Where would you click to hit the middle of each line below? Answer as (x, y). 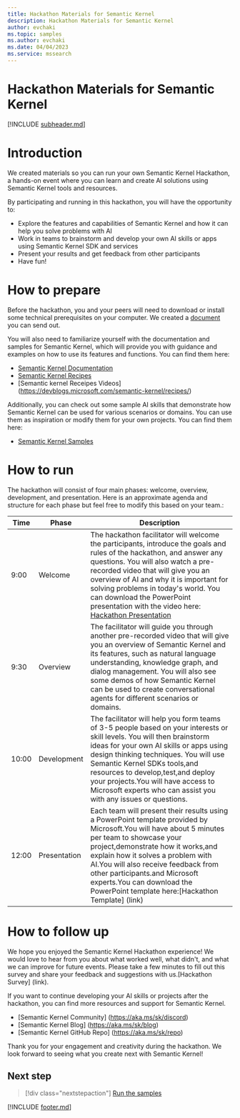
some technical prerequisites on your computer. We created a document (114, 317)
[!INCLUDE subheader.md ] (46, 124)
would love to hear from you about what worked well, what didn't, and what (118, 959)
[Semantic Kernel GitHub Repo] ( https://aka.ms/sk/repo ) (100, 1032)
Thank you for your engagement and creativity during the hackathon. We (115, 1046)
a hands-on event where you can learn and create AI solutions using (108, 180)
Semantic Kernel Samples (56, 441)
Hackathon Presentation (131, 615)
